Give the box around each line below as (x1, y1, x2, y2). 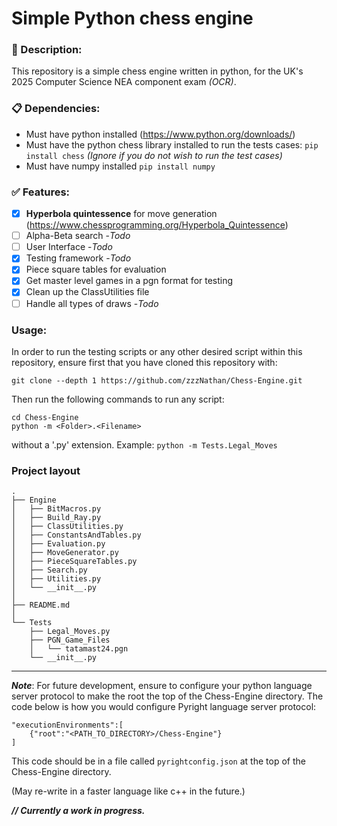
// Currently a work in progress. (11, 805, 146, 817)
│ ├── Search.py (11, 565, 88, 576)
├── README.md (11, 600, 71, 611)
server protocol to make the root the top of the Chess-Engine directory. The (11, 690, 324, 702)
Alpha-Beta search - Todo (25, 230, 131, 242)
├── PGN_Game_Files (29, 635, 111, 646)
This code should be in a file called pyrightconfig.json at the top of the (11, 755, 306, 767)
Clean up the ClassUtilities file (25, 286, 150, 298)
